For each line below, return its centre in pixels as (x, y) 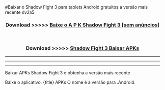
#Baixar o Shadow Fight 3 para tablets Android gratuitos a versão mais (77, 7)
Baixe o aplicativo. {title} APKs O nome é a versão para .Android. (70, 82)
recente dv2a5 (20, 12)
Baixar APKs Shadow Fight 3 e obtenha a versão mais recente (68, 72)
